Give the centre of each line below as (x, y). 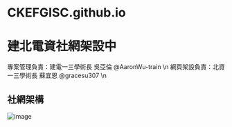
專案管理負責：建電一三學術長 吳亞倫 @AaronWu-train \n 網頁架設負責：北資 (116, 67)
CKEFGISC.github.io (66, 13)
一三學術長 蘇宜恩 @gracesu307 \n (57, 76)
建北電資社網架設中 (62, 47)
